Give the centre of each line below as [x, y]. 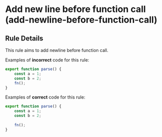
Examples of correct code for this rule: [45, 97]
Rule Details [24, 38]
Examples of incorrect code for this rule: [47, 60]
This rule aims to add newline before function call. [57, 50]
